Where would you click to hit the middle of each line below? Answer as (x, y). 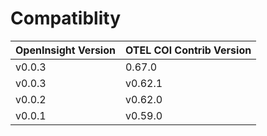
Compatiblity (66, 18)
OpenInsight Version (65, 50)
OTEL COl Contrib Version (188, 50)
